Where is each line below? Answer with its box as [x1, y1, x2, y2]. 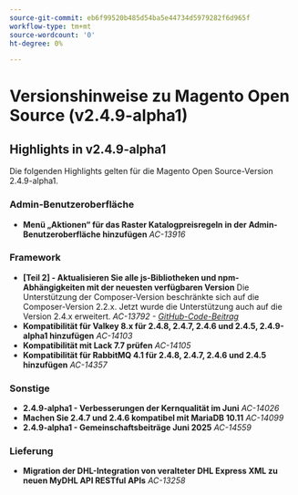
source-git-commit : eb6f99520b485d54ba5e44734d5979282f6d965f [9, 13, 251, 23]
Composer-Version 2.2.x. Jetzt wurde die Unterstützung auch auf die [22, 301, 283, 312]
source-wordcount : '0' [9, 30, 96, 39]
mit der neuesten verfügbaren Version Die [86, 282, 250, 293]
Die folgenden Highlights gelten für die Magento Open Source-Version [9, 166, 273, 177]
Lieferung [9, 445, 54, 458]
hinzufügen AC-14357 [22, 359, 108, 370]
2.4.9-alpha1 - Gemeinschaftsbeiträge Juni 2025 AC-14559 [22, 422, 252, 433]
